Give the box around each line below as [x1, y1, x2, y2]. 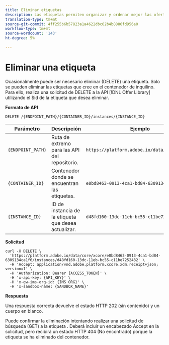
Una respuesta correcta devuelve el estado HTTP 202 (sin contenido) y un [5, 303, 160, 309]
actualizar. [51, 226, 76, 233]
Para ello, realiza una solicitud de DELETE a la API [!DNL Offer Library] [5, 89, 151, 95]
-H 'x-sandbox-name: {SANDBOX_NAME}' [10, 284, 89, 289]
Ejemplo [130, 125, 150, 132]
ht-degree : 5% [5, 36, 35, 41]
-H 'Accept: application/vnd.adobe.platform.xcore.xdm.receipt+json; [10, 262, 158, 267]
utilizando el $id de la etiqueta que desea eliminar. [5, 94, 109, 101]
